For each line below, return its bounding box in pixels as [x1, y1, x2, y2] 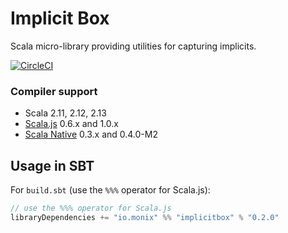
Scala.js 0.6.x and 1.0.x [24, 118, 119, 130]
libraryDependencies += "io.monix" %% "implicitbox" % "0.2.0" [10, 212, 280, 222]
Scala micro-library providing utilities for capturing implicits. [10, 40, 257, 52]
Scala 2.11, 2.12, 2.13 [24, 107, 107, 119]
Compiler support [10, 84, 98, 98]
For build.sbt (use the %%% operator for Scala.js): [10, 184, 211, 196]
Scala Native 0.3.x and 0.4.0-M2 [24, 128, 158, 141]
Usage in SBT [10, 157, 95, 174]
